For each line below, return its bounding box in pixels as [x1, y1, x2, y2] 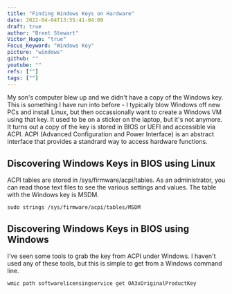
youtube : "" [7, 62, 42, 68]
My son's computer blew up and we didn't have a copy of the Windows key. [7, 93, 224, 102]
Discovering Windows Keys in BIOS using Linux [7, 157, 216, 169]
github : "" [7, 55, 39, 62]
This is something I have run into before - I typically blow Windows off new [7, 101, 221, 109]
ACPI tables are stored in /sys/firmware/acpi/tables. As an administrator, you [7, 176, 226, 184]
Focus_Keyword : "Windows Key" [7, 42, 95, 49]
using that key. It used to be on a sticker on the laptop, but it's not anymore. [7, 116, 223, 124]
